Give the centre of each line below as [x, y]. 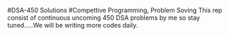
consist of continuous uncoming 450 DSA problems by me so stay [104, 18]
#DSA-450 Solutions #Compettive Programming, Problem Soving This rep [115, 10]
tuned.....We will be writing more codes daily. [73, 25]
